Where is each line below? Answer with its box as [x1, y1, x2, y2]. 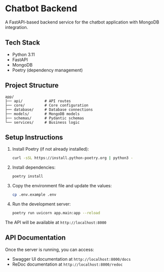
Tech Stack [5, 39, 40, 47]
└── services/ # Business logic [5, 120, 80, 125]
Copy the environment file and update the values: [12, 183, 112, 189]
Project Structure [5, 81, 59, 90]
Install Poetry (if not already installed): [12, 146, 89, 152]
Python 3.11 [12, 51, 35, 57]
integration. [5, 24, 28, 30]
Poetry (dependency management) [12, 67, 83, 73]
